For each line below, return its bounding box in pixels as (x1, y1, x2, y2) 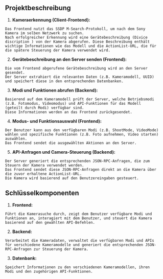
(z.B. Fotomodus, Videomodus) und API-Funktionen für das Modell (5, 101, 141, 106)
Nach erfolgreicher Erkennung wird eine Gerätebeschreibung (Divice (5, 35, 148, 40)
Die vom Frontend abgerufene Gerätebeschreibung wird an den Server (5, 66, 148, 70)
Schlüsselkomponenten (5, 189, 79, 197)
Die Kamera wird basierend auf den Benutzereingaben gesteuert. (5, 176, 139, 181)
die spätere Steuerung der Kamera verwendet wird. (5, 47, 111, 53)
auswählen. (5, 136, 27, 141)
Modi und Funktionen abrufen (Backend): (12, 87, 98, 93)
